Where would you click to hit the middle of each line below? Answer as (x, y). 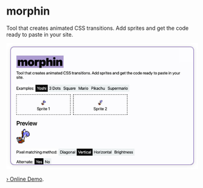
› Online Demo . (25, 179)
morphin (28, 11)
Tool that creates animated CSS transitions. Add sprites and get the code (98, 28)
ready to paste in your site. (40, 34)
